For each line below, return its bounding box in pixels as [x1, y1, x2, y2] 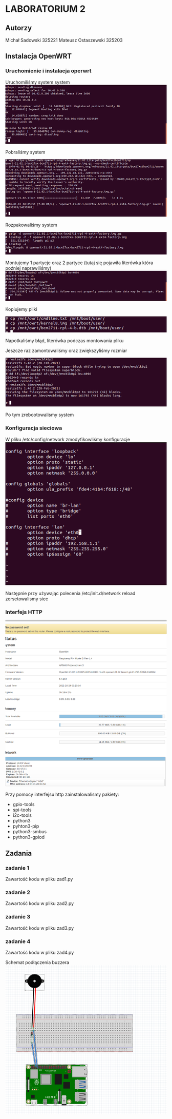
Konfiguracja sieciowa [5, 424, 62, 431]
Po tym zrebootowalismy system [5, 411, 74, 418]
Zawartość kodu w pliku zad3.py [5, 925, 74, 931]
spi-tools [12, 807, 32, 813]
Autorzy [5, 24, 32, 32]
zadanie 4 [5, 937, 31, 945]
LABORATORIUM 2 [5, 3, 86, 15]
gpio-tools [12, 801, 35, 808]
